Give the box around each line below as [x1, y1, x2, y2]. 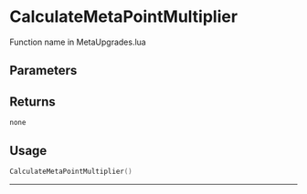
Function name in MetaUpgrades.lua [9, 36, 146, 47]
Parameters [9, 63, 78, 78]
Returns [9, 94, 57, 109]
